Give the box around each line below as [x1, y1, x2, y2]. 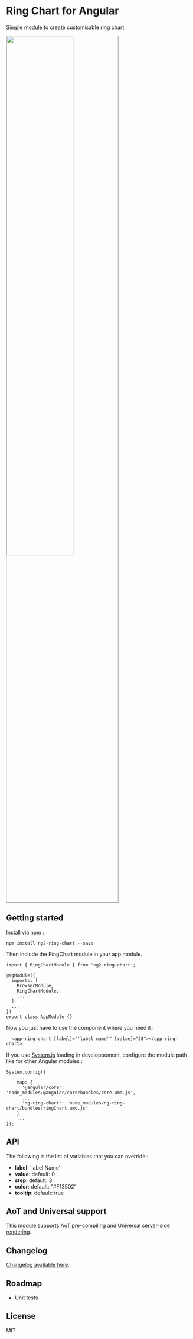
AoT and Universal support [6, 1206, 107, 1216]
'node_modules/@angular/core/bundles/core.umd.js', [6, 1090, 136, 1096]
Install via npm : [6, 929, 44, 936]
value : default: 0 [14, 1170, 55, 1177]
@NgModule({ [6, 972, 35, 978]
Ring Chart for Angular [6, 4, 119, 18]
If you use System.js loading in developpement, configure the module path [6, 1051, 188, 1058]
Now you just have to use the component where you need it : [6, 1024, 155, 1031]
